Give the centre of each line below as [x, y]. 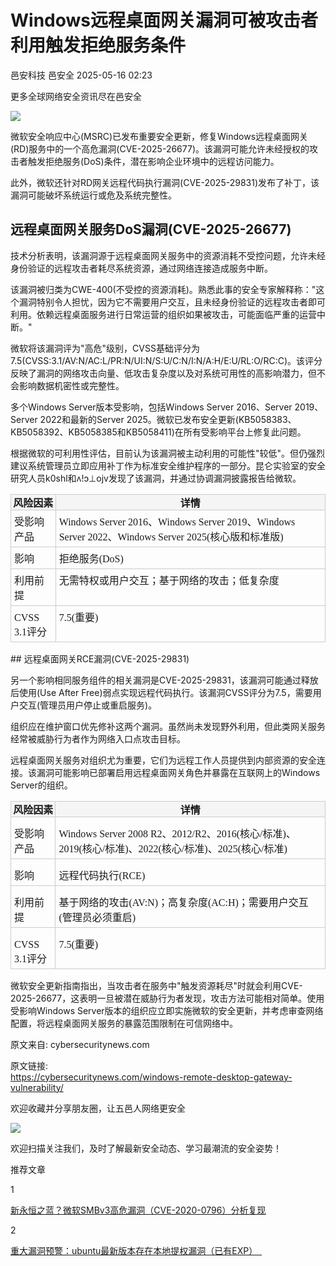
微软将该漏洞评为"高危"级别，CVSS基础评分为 [105, 348]
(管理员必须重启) [97, 917]
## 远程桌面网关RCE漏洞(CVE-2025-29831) [100, 658]
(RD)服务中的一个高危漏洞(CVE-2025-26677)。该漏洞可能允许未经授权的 [160, 148]
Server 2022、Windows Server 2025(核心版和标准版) [171, 537]
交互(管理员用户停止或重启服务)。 [88, 705]
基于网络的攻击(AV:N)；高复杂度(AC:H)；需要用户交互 [183, 902]
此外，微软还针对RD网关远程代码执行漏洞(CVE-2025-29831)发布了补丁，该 [165, 182]
